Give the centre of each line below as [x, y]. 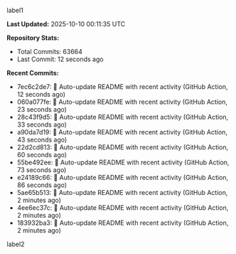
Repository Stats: [33, 38]
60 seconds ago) [42, 155]
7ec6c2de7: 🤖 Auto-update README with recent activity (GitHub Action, [122, 87]
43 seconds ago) [42, 139]
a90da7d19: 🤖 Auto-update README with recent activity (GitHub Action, [122, 132]
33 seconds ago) [42, 125]
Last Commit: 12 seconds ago [60, 59]
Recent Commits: [33, 73]
